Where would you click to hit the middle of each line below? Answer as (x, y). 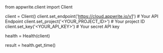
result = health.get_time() (31, 45)
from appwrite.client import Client (39, 7)
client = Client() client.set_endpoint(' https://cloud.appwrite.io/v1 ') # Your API (82, 16)
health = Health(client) (28, 36)
